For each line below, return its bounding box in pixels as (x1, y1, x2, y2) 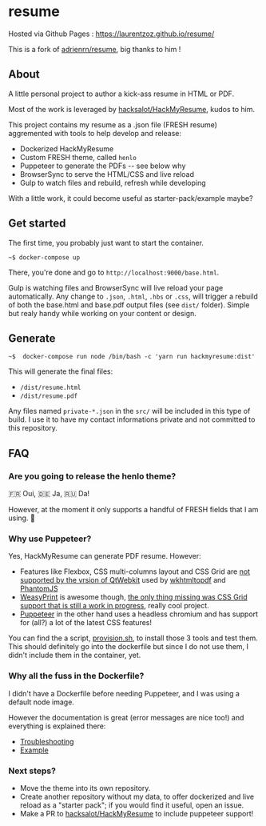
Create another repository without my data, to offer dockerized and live (19, 792, 254, 801)
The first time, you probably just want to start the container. (8, 238, 204, 247)
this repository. (8, 423, 58, 433)
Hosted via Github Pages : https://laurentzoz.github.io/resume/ (8, 29, 215, 38)
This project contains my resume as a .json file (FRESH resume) (8, 119, 218, 130)
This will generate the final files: (8, 367, 113, 376)
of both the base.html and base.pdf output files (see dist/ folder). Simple (8, 299, 250, 310)
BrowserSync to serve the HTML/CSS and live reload (19, 169, 194, 178)
